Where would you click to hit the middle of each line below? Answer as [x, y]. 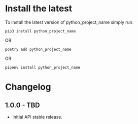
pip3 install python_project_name [41, 31]
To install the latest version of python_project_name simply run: [69, 22]
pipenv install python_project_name [43, 67]
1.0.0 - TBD [23, 105]
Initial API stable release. [37, 117]
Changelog [28, 87]
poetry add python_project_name [38, 49]
